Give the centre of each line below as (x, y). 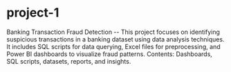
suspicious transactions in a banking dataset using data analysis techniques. (115, 39)
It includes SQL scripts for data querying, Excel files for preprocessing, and (113, 46)
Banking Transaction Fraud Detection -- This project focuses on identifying (113, 32)
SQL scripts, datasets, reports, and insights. (69, 61)
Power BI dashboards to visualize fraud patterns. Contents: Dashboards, (109, 54)
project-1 (33, 13)
